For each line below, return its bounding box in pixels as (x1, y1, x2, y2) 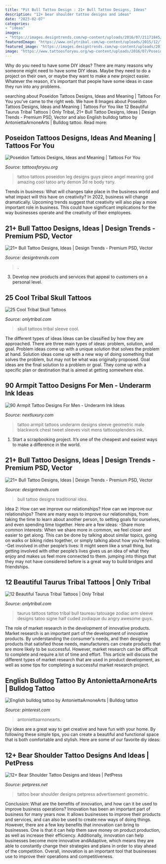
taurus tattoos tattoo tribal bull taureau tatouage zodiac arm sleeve (17, 610, 153, 616)
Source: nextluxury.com (5, 412, 54, 418)
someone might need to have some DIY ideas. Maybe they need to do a (5, 67, 151, 73)
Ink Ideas (5, 389, 34, 398)
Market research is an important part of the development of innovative (5, 631, 148, 636)
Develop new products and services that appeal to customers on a (12, 274, 148, 280)
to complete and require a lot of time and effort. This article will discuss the (5, 651, 158, 657)
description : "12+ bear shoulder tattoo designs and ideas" (5, 12, 132, 17)
